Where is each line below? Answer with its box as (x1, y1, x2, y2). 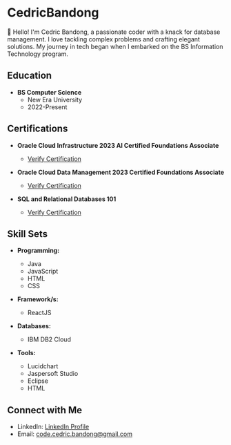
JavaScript (27, 267, 59, 276)
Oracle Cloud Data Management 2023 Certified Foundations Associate (17, 168, 225, 176)
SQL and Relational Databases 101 (17, 195, 117, 203)
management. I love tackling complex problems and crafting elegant (7, 35, 200, 43)
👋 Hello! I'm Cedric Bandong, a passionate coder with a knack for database (7, 28, 221, 36)
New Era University (27, 95, 83, 104)
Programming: (17, 247, 60, 255)
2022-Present (27, 102, 68, 111)
